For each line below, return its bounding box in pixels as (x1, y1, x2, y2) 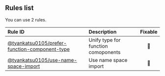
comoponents (88, 49, 121, 56)
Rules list (5, 4, 34, 12)
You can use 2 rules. (5, 17, 47, 22)
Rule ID (7, 28, 25, 35)
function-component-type (7, 46, 70, 53)
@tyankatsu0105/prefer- (7, 39, 67, 46)
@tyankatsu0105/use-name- (7, 57, 78, 63)
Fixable (139, 28, 158, 35)
